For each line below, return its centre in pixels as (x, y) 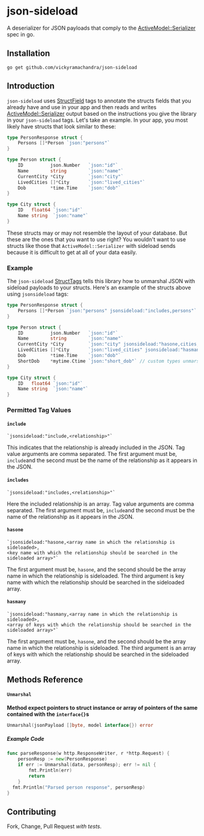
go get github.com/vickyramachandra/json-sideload (72, 67)
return (37, 776)
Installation (28, 54)
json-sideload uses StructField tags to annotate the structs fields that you (99, 101)
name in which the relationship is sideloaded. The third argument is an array (101, 647)
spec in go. (21, 34)
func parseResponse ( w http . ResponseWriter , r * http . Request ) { (88, 754)
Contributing (31, 811)
